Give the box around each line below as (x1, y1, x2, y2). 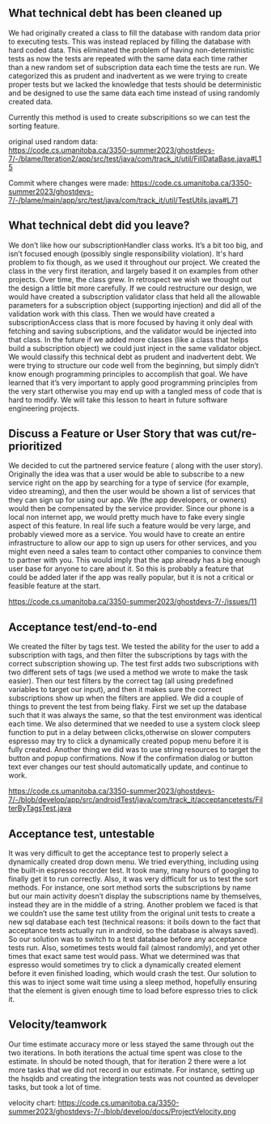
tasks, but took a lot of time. (8, 1082, 102, 1092)
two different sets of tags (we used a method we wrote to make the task (8, 667, 248, 678)
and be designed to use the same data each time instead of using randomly (8, 88, 260, 98)
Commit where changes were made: (8, 178, 129, 188)
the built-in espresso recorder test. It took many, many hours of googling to (8, 865, 259, 876)
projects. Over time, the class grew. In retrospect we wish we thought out (8, 274, 252, 284)
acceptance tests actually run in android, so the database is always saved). (8, 926, 259, 936)
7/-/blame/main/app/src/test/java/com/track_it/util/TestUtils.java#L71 (8, 195, 239, 205)
